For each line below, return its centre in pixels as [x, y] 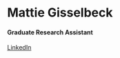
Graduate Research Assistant [50, 32]
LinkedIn [19, 48]
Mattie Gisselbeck [60, 13]
